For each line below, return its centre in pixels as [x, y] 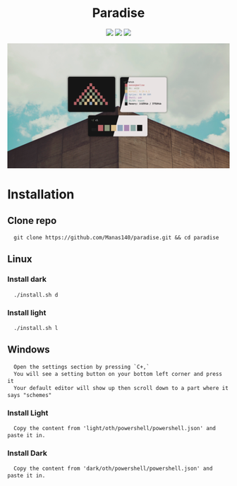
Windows [29, 350]
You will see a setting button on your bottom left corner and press [118, 374]
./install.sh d [36, 295]
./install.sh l [36, 328]
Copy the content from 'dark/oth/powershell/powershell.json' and [113, 469]
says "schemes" [30, 395]
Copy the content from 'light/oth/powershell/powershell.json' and [115, 429]
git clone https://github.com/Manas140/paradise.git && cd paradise [116, 237]
